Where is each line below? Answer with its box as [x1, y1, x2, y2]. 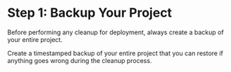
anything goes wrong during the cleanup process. [7, 56, 153, 64]
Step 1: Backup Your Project [7, 5, 173, 21]
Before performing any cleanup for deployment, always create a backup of [7, 28, 224, 36]
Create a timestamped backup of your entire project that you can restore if [7, 49, 223, 57]
